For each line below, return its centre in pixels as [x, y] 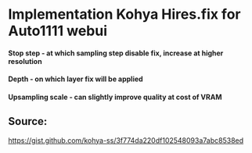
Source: [28, 121]
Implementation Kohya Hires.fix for [124, 14]
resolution [25, 61]
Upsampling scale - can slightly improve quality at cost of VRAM [115, 97]
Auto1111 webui [58, 31]
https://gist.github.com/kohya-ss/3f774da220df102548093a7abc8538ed [126, 140]
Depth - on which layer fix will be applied [76, 79]
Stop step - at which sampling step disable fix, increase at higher [116, 53]
